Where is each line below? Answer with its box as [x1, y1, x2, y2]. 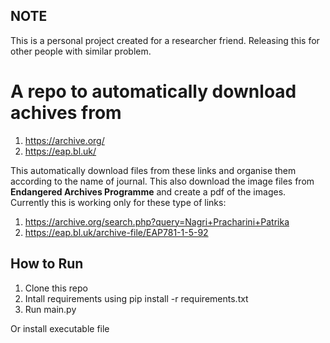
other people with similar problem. [10, 45, 152, 57]
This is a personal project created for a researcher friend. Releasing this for [10, 34, 320, 46]
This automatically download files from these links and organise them [10, 164, 297, 176]
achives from [10, 102, 122, 124]
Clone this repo [24, 282, 88, 294]
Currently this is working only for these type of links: [10, 196, 227, 208]
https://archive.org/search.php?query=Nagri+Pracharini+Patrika [24, 215, 290, 228]
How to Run [10, 255, 84, 273]
